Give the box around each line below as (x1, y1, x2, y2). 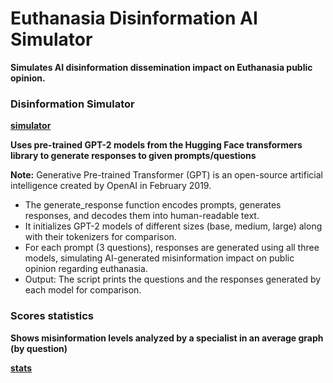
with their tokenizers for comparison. (24, 231, 177, 243)
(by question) (10, 342, 68, 354)
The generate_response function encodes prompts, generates (24, 199, 282, 211)
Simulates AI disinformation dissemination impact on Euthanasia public (10, 61, 313, 73)
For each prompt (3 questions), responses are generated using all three (24, 242, 320, 254)
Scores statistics (10, 309, 94, 323)
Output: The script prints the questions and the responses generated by (24, 273, 322, 286)
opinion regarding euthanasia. (24, 263, 148, 275)
